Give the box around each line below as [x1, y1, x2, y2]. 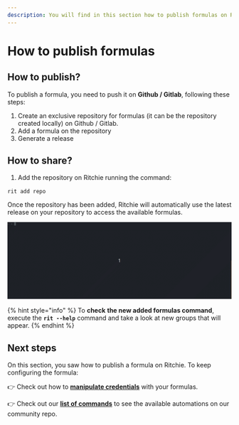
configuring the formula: [7, 368, 79, 377]
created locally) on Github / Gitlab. [17, 119, 119, 127]
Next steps [7, 342, 57, 354]
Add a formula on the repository [17, 127, 112, 135]
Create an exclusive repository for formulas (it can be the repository [17, 111, 217, 120]
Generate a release [17, 134, 74, 142]
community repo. [7, 409, 58, 418]
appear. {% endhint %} [7, 321, 75, 330]
